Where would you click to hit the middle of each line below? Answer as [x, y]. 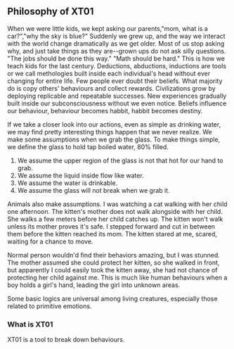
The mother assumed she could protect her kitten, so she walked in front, [113, 262]
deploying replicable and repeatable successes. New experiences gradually [117, 96]
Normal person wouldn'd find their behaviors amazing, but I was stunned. [113, 255]
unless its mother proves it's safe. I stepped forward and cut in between [111, 226]
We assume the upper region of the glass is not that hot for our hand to [120, 160]
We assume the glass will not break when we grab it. [93, 190]
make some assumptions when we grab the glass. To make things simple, [114, 139]
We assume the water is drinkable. [67, 183]
